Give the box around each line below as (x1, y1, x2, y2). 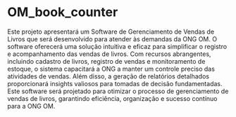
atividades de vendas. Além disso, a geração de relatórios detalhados (7, 71, 210, 81)
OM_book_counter (7, 4, 118, 20)
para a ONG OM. (7, 102, 56, 110)
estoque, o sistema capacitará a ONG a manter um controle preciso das (7, 64, 215, 73)
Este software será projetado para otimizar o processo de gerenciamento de (7, 87, 229, 95)
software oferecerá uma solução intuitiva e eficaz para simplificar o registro (7, 42, 228, 50)
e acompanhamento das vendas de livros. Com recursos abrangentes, (7, 50, 211, 58)
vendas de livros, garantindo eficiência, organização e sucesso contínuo (7, 94, 218, 102)
